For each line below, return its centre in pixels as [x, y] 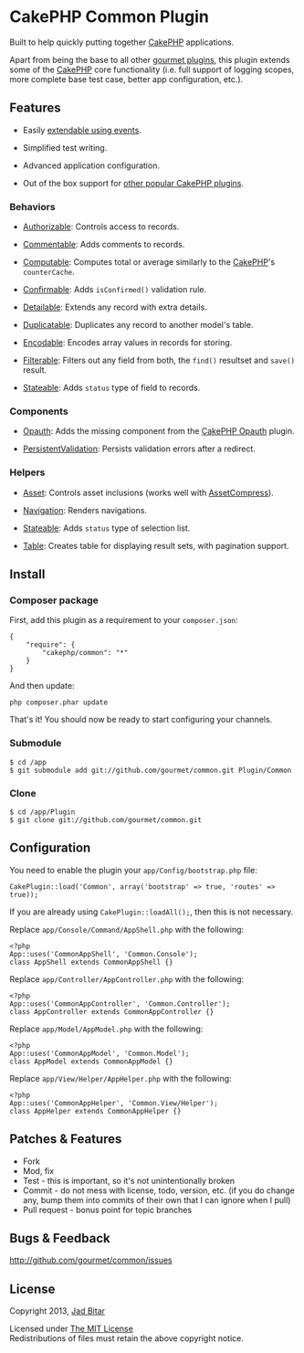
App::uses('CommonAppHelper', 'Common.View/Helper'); [114, 1103]
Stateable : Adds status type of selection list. [106, 528]
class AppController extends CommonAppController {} [112, 1011]
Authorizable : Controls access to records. [101, 227]
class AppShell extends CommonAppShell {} [91, 962]
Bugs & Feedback [60, 1238]
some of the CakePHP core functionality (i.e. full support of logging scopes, [152, 69]
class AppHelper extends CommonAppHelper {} [95, 1111]
